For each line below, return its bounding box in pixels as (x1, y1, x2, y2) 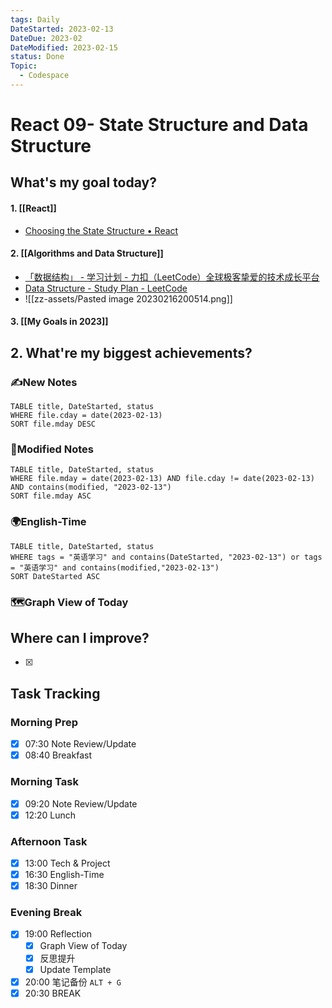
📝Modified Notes (10, 442, 95, 456)
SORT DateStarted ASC (10, 571, 101, 581)
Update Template (39, 963, 112, 975)
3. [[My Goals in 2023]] (10, 316, 109, 328)
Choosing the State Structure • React (24, 224, 179, 236)
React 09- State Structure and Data (10, 114, 309, 136)
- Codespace (19, 71, 70, 81)
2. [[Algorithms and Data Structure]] (10, 247, 164, 260)
